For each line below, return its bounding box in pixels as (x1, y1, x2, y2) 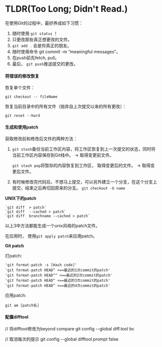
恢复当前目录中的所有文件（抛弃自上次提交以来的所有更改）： (5, 104, 126, 110)
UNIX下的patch (5, 196, 36, 201)
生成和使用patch (5, 124, 39, 130)
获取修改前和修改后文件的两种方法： (5, 136, 78, 142)
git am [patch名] (5, 303, 40, 308)
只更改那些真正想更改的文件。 (12, 37, 72, 42)
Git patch (5, 243, 24, 249)
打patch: (5, 253, 22, 259)
